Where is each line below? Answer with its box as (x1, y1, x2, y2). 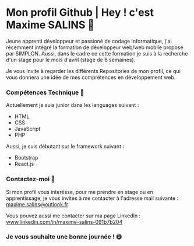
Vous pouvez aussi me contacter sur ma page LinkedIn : (6, 212, 141, 219)
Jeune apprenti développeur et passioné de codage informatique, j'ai (6, 37, 172, 44)
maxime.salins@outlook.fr (6, 200, 69, 207)
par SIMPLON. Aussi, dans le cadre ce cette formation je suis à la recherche (6, 50, 188, 57)
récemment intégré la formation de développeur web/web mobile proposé (6, 44, 184, 51)
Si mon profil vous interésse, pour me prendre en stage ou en (6, 188, 153, 195)
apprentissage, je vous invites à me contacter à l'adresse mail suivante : (6, 195, 179, 202)
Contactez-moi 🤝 (6, 175, 55, 183)
